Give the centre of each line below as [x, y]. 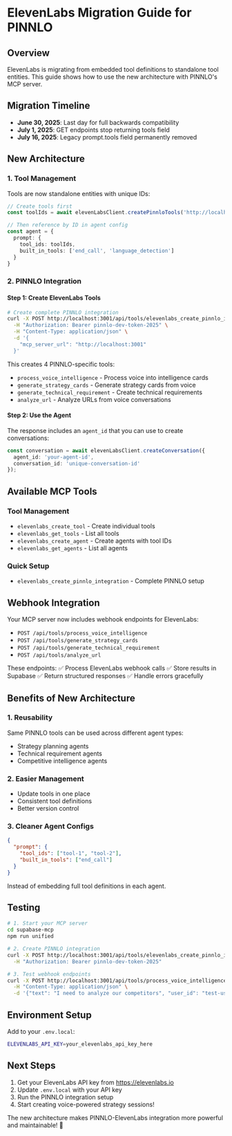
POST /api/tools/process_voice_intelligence [82, 633]
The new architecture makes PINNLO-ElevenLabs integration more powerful [115, 1117]
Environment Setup [49, 1015]
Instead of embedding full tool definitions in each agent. [87, 886]
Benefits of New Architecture [71, 698]
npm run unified [30, 936]
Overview [29, 53]
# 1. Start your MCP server [48, 923]
